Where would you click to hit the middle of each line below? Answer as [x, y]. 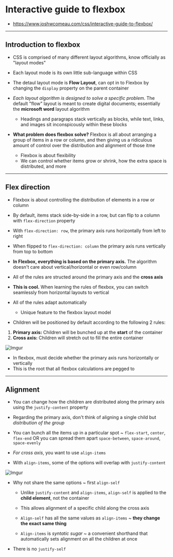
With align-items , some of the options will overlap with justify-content [89, 463]
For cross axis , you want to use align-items [59, 453]
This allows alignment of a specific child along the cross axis [85, 508]
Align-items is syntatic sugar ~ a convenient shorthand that [84, 533]
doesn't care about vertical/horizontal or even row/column [74, 267]
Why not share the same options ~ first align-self [66, 483]
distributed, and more [43, 166]
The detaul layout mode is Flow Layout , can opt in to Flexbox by [81, 82]
